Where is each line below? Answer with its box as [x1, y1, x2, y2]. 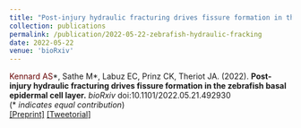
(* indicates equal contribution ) [9, 99, 125, 110]
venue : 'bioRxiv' [9, 47, 74, 55]
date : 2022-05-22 [9, 38, 74, 47]
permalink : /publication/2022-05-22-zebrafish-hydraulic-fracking [9, 30, 262, 38]
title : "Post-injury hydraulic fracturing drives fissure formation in [9, 13, 282, 22]
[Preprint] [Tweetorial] [9, 109, 91, 120]
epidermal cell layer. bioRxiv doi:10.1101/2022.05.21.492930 [9, 90, 231, 101]
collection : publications [9, 21, 106, 30]
